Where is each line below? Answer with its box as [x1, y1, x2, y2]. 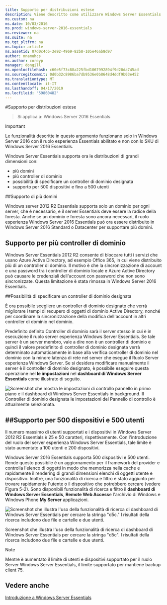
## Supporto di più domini [5, 193, 58, 199]
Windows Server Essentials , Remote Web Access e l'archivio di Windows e [5, 492, 161, 497]
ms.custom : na [5, 16, 35, 21]
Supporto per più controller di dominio [5, 239, 126, 247]
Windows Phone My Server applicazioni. [5, 497, 89, 503]
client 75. [5, 567, 24, 573]
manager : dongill [5, 63, 41, 68]
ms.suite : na [5, 35, 32, 40]
